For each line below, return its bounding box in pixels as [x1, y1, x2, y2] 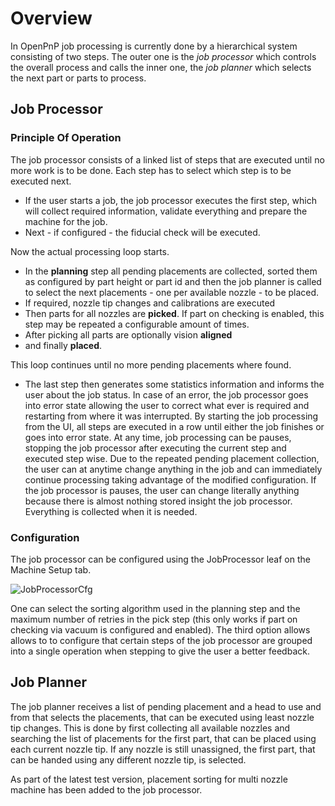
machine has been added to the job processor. [10, 783, 203, 796]
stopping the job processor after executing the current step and [24, 442, 287, 454]
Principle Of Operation [10, 131, 122, 145]
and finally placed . [24, 339, 103, 351]
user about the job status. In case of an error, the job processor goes [24, 388, 309, 401]
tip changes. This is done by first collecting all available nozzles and [10, 722, 291, 734]
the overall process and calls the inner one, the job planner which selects [10, 61, 312, 73]
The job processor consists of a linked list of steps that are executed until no [10, 153, 325, 166]
